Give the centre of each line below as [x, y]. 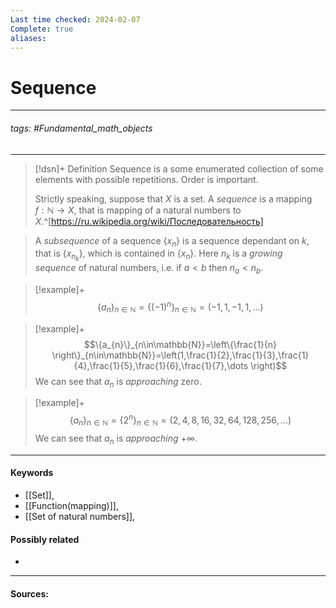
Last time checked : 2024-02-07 [75, 19]
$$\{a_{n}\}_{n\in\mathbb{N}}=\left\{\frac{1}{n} [180, 344]
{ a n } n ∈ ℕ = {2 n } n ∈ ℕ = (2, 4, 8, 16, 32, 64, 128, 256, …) [180, 420]
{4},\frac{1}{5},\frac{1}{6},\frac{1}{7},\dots [161, 365]
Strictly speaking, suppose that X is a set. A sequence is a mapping [173, 198]
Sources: [29, 593]
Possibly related [45, 539]
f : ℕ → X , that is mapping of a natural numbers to [138, 210]
